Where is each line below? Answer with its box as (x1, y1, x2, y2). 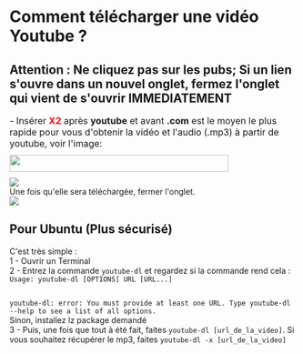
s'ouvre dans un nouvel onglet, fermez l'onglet (9, 76, 280, 92)
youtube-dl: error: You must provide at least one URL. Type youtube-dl (9, 298, 291, 308)
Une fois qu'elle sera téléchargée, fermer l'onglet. (9, 187, 196, 197)
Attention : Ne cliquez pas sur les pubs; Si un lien (9, 62, 293, 77)
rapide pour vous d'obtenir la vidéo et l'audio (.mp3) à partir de (9, 126, 279, 138)
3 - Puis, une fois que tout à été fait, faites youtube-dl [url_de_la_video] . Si (9, 324, 295, 335)
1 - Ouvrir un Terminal (9, 255, 91, 266)
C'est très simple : (9, 246, 77, 257)
